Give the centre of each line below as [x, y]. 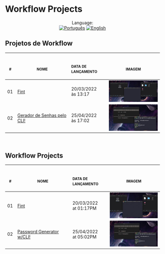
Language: [82, 23]
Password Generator [38, 231]
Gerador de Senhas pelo [42, 115]
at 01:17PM [84, 208]
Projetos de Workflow [39, 44]
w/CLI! [24, 237]
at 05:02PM [84, 237]
